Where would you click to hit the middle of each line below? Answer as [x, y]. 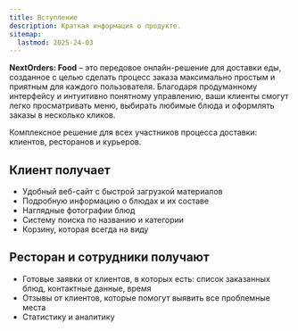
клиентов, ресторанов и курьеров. [75, 142]
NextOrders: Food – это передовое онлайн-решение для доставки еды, [145, 68]
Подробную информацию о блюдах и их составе [116, 201]
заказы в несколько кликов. [62, 115]
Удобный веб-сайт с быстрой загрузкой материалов [122, 192]
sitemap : [25, 34]
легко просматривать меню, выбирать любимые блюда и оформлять [142, 106]
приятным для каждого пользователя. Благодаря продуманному [133, 87]
